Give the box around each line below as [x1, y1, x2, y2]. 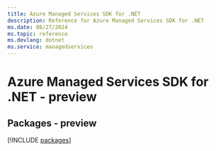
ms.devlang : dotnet [7, 37, 65, 44]
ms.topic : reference [7, 30, 69, 38]
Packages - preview [7, 117, 97, 129]
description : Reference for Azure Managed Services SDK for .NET [7, 17, 204, 24]
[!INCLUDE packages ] [7, 136, 72, 144]
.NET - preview [7, 89, 97, 105]
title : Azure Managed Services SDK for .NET [7, 10, 141, 18]
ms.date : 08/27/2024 [7, 23, 69, 30]
